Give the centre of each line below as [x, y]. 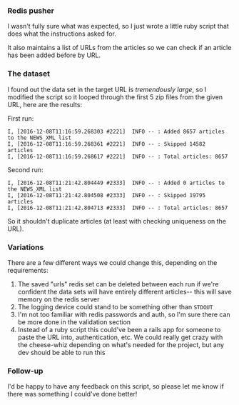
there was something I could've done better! [72, 394]
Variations [26, 247]
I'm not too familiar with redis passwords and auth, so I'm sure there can [124, 314]
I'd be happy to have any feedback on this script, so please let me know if [116, 386]
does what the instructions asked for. [62, 34]
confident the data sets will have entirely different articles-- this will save [124, 291]
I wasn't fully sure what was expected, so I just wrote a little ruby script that [118, 26]
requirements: [28, 270]
